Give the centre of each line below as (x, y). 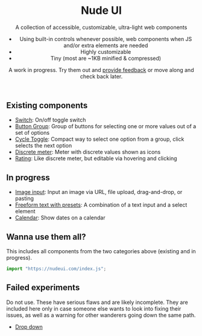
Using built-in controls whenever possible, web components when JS (106, 39)
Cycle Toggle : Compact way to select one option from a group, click (99, 139)
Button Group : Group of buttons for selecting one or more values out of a (106, 126)
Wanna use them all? (46, 237)
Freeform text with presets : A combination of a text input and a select (101, 205)
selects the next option (43, 146)
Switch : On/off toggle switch (50, 120)
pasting (24, 199)
